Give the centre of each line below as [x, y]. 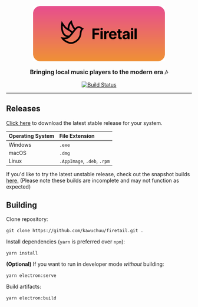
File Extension [77, 136]
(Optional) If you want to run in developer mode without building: [85, 264]
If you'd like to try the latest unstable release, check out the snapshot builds [98, 174]
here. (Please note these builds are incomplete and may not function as [93, 180]
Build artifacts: [24, 287]
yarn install [22, 253]
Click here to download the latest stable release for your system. [85, 123]
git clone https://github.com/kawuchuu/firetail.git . [75, 231]
